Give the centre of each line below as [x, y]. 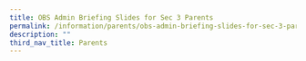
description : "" [40, 34]
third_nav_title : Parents [58, 43]
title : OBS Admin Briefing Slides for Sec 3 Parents [112, 17]
